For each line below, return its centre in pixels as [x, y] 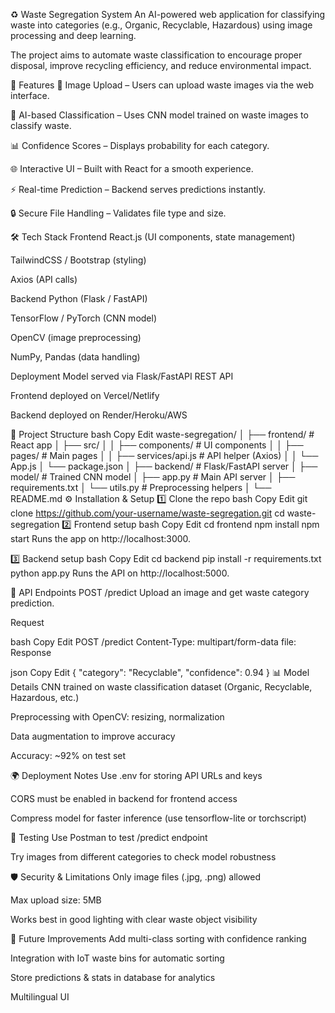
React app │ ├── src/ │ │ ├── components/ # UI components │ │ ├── [157, 445]
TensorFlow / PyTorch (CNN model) [84, 318]
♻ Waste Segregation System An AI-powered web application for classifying [168, 14]
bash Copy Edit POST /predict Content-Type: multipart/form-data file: [153, 642]
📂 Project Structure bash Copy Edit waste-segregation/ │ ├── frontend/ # [162, 434]
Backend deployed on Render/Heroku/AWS [99, 415]
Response [31, 652]
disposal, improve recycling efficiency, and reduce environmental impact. [161, 65]
